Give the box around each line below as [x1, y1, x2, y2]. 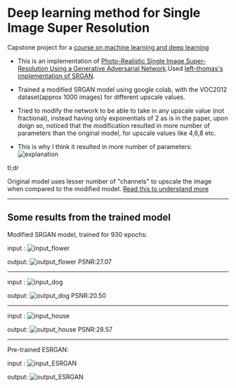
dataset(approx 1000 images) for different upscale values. [17, 93, 186, 101]
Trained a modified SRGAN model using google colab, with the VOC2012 [17, 85, 227, 93]
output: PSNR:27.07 [7, 257, 112, 266]
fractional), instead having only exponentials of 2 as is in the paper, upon [17, 114, 228, 122]
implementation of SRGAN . [17, 72, 96, 80]
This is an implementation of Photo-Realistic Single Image [17, 56, 185, 65]
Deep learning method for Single [7, 5, 201, 21]
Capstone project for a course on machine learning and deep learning [7, 43, 209, 51]
